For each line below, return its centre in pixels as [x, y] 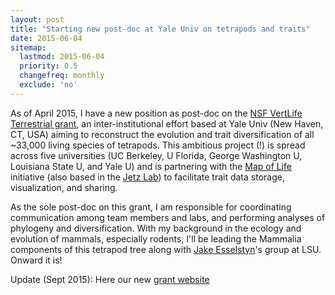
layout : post [37, 19]
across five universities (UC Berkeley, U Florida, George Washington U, [156, 155]
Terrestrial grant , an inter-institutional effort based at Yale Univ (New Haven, [167, 123]
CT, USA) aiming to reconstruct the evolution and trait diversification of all [162, 134]
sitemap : [28, 47]
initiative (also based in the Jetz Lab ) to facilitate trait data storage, [147, 177]
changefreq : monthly [62, 76]
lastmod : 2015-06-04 [62, 57]
